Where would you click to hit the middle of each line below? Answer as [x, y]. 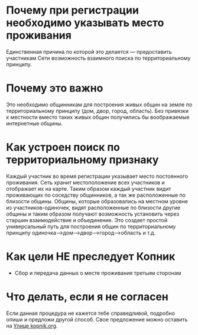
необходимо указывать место [85, 23]
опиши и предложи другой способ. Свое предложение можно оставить [97, 319]
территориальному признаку [82, 160]
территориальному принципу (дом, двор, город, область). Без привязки [98, 110]
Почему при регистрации [72, 10]
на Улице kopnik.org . [32, 326]
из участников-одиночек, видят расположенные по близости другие [93, 207]
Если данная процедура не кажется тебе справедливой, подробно [91, 313]
